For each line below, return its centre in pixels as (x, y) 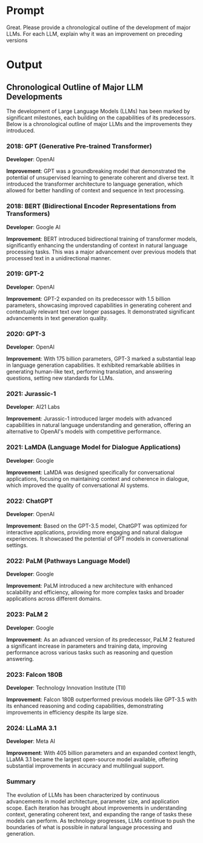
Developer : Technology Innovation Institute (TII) (66, 687)
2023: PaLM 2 (27, 614)
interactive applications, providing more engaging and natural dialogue (95, 532)
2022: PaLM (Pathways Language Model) (68, 560)
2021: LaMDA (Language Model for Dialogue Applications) (93, 448)
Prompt (25, 11)
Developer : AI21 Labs (33, 407)
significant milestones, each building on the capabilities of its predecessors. (101, 117)
